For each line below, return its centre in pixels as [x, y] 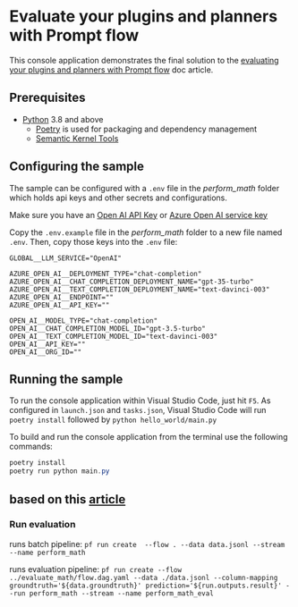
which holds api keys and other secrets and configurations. [119, 198]
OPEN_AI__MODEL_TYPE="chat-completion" [84, 320]
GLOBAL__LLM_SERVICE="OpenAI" [66, 258]
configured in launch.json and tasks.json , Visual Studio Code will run [138, 410]
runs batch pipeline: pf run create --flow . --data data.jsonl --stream [147, 544]
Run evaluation [43, 525]
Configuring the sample [77, 167]
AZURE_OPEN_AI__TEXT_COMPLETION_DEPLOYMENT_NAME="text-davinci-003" [140, 289]
